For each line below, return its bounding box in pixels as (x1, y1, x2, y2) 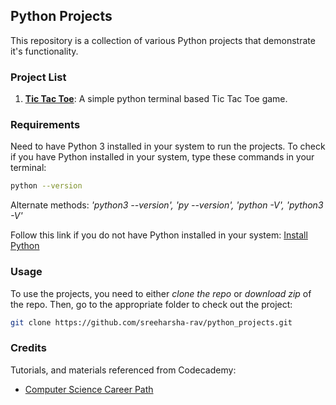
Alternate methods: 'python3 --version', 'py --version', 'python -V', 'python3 (10, 199, 324, 211)
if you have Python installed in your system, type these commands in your (10, 151, 315, 163)
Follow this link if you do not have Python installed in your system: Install (10, 229, 308, 241)
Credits (10, 341, 47, 355)
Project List (10, 70, 67, 84)
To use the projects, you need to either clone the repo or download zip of (10, 287, 312, 299)
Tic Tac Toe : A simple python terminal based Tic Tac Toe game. (24, 93, 288, 105)
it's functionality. (10, 45, 79, 57)
